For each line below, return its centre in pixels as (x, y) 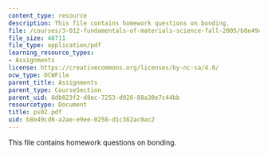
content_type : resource (48, 16)
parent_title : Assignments (53, 82)
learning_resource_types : (51, 53)
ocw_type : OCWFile (39, 75)
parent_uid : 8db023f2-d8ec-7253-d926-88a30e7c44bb (94, 97)
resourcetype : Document (48, 105)
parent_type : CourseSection (55, 90)
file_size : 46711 (37, 38)
